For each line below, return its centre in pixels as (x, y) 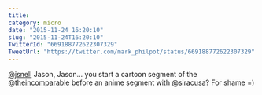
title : (19, 15)
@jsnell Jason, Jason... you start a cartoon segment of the (103, 74)
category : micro (35, 23)
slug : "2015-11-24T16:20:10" (56, 37)
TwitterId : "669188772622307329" (63, 45)
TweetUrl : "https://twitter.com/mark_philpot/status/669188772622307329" (132, 52)
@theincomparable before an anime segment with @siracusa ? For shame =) (131, 82)
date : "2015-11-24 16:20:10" (56, 30)
